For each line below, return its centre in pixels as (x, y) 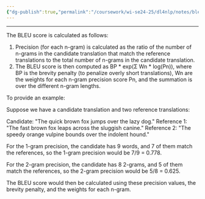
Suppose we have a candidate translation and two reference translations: (98, 109)
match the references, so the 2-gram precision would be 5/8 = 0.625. (93, 171)
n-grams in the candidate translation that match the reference (93, 53)
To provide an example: (36, 98)
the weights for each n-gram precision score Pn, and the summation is (104, 79)
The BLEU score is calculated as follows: (57, 35)
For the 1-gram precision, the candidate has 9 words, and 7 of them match (99, 146)
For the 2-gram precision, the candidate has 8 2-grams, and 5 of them (95, 164)
